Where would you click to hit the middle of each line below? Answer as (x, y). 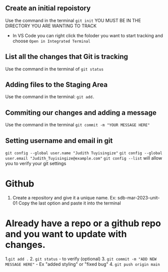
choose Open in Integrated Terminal (51, 41)
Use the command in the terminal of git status (54, 69)
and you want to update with (66, 234)
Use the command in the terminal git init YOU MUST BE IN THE (73, 20)
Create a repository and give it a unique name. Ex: (65, 198)
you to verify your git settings (36, 164)
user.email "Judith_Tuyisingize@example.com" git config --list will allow (84, 158)
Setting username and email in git (59, 141)
